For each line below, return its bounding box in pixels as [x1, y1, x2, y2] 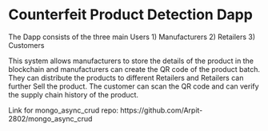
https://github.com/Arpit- [119, 105, 203, 115]
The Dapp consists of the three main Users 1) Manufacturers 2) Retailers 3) [8, 32, 256, 42]
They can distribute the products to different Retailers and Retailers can [8, 73, 244, 82]
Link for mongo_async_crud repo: [8, 105, 118, 115]
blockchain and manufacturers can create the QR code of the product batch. [8, 64, 261, 73]
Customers [8, 40, 45, 50]
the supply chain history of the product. [8, 89, 138, 99]
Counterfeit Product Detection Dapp [8, 6, 254, 24]
